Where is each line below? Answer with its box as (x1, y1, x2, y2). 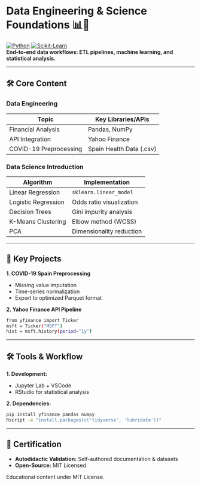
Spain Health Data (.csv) (87, 144, 157, 153)
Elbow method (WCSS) (71, 217, 136, 225)
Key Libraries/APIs (95, 115, 150, 123)
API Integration (9, 135, 51, 143)
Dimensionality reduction (71, 227, 142, 235)
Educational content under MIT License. (6, 473, 105, 480)
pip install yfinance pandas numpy (6, 412, 95, 418)
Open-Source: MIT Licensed (14, 462, 87, 469)
